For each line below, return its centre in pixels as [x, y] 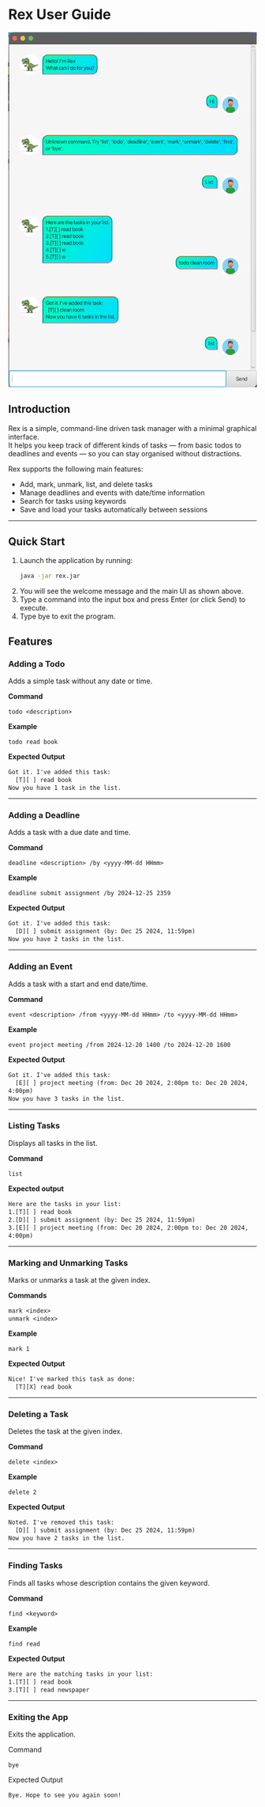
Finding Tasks [35, 1566]
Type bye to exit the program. [67, 616]
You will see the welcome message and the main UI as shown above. [131, 592]
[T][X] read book [44, 1387]
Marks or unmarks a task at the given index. [80, 1280]
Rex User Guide [60, 15]
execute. [34, 608]
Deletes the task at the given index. [65, 1431]
